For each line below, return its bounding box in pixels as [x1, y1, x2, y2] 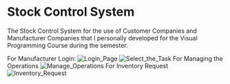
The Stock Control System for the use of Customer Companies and [7, 27, 198, 35]
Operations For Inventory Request [7, 61, 169, 70]
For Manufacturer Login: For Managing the [7, 54, 223, 62]
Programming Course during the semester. [7, 41, 129, 49]
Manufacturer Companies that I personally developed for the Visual [7, 33, 198, 42]
